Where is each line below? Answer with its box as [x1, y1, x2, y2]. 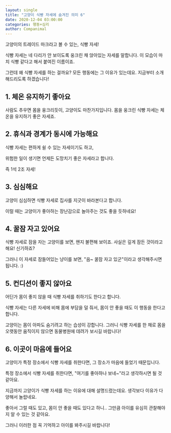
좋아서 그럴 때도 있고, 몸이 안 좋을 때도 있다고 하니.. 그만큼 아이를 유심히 [5, 405, 148, 410]
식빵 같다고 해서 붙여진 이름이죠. [10, 58, 75, 65]
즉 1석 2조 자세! [5, 166, 36, 172]
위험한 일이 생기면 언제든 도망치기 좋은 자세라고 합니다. [5, 155, 114, 161]
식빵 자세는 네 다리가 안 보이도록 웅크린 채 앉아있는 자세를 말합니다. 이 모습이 [5, 52, 158, 58]
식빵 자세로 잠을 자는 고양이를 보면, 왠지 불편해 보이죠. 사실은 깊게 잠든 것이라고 [5, 239, 163, 245]
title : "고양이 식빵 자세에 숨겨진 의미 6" [5, 12, 85, 17]
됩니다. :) [5, 262, 23, 269]
